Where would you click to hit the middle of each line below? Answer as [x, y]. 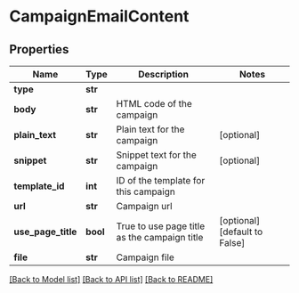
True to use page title [161, 226]
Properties [39, 49]
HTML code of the [154, 104]
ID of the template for [161, 180]
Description [163, 74]
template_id [39, 186]
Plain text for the [150, 129]
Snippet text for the [157, 155]
